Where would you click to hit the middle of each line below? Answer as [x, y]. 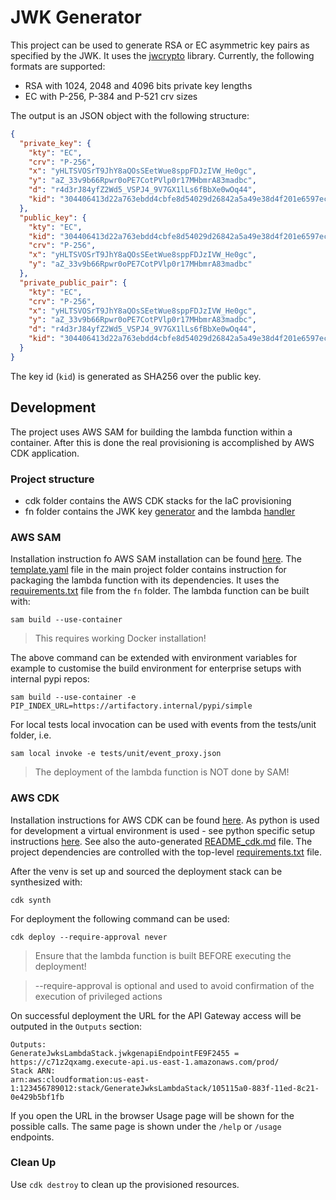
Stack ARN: [33, 1071]
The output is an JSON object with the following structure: [130, 115]
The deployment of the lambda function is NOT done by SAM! [162, 772]
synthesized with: [46, 882]
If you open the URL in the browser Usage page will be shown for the [152, 1115]
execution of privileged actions [98, 996]
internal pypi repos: [50, 679]
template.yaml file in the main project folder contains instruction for [148, 570]
